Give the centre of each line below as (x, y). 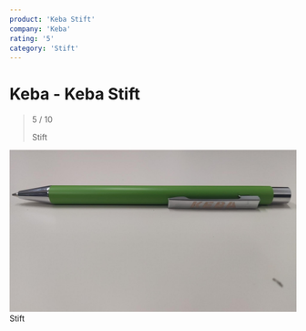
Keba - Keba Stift (75, 94)
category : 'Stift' (44, 48)
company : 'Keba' (40, 29)
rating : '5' (32, 38)
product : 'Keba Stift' (52, 19)
